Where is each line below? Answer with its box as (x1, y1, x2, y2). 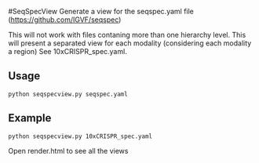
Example (8, 111, 52, 125)
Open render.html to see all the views (8, 146, 129, 155)
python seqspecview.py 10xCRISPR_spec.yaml (8, 132, 153, 140)
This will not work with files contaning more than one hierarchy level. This (8, 31, 246, 39)
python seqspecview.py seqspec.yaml (8, 90, 128, 98)
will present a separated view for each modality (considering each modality (8, 38, 252, 48)
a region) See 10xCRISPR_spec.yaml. (8, 47, 127, 56)
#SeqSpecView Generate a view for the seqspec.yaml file (8, 7, 195, 16)
